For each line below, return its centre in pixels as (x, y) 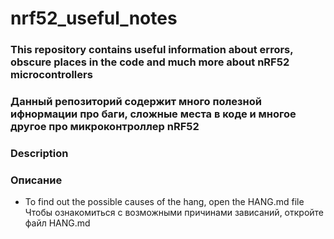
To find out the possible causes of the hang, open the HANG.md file (164, 202)
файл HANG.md (57, 223)
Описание (36, 180)
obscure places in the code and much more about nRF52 (150, 62)
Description (39, 153)
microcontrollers (51, 75)
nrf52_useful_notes (94, 18)
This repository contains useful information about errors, (152, 50)
